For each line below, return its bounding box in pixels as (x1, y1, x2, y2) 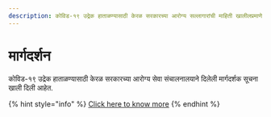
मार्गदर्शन (8, 46, 51, 65)
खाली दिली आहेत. (8, 82, 54, 93)
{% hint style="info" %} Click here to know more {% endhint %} (8, 98, 220, 109)
